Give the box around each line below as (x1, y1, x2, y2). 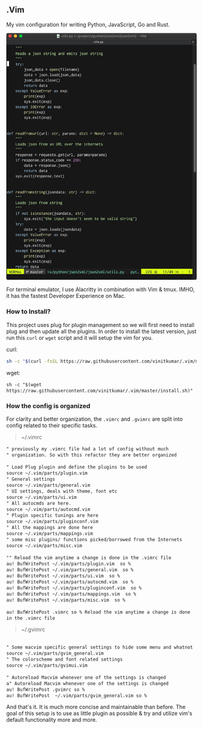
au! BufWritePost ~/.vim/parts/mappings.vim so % (6, 591, 137, 597)
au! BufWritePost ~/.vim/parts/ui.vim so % (6, 572, 120, 579)
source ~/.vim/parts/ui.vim (6, 494, 77, 501)
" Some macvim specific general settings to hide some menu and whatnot (6, 644, 193, 650)
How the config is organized (6, 401, 91, 410)
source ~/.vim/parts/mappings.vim (6, 530, 94, 537)
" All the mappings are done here (6, 524, 94, 531)
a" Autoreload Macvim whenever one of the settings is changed (6, 680, 169, 687)
